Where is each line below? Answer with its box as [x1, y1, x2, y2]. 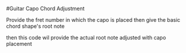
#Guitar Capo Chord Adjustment [6, 5, 85, 12]
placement [6, 41, 33, 47]
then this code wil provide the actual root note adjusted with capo [6, 34, 166, 41]
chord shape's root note [6, 23, 65, 29]
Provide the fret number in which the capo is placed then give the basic [6, 16, 181, 23]
